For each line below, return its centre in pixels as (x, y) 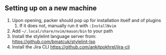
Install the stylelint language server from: (54, 36)
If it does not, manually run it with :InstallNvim (68, 25)
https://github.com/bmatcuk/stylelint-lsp (53, 41)
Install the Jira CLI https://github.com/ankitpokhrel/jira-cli (71, 46)
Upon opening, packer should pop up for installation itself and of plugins (86, 20)
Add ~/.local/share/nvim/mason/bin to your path (62, 31)
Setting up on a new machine (51, 8)
